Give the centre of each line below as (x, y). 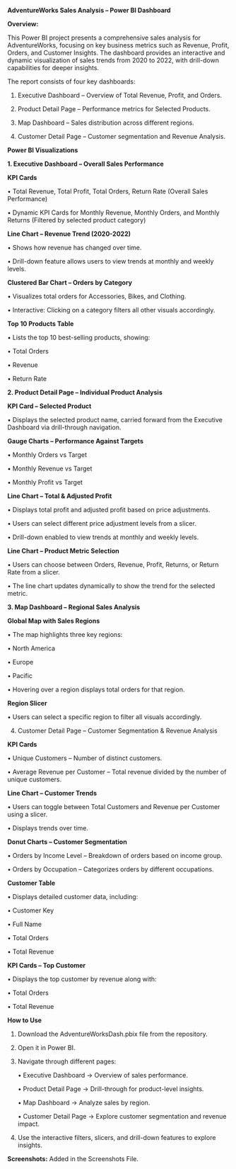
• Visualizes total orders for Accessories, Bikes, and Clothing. (97, 296)
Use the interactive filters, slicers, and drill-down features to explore (117, 1137)
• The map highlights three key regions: (65, 634)
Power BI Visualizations (43, 150)
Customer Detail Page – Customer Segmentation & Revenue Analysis (117, 730)
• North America (31, 648)
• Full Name (25, 924)
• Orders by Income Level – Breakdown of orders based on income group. (115, 855)
